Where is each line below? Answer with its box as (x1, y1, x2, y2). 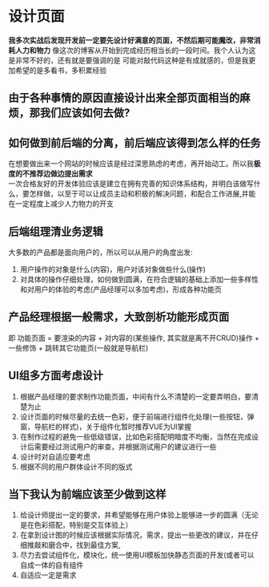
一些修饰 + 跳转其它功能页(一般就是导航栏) (8, 342, 149, 353)
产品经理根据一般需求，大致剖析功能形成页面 (8, 310, 230, 324)
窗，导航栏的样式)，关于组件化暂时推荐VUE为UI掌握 (19, 422, 192, 431)
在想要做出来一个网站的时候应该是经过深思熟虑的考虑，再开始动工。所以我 (8, 159, 254, 168)
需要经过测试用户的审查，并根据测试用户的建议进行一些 (34, 442, 217, 451)
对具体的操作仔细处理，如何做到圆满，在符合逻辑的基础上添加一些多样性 (19, 274, 259, 284)
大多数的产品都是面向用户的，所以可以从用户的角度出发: (8, 247, 194, 257)
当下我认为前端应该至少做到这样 (8, 487, 167, 501)
